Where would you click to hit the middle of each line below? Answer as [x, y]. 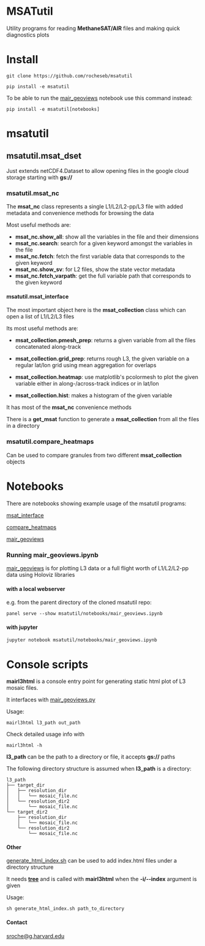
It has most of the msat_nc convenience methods [69, 407]
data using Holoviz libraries [41, 574]
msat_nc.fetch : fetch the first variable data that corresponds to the [100, 256]
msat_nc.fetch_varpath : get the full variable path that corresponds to [103, 276]
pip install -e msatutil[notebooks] [53, 109]
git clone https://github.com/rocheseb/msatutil [69, 76]
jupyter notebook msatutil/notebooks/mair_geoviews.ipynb [82, 640]
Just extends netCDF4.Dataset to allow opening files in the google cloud [98, 170]
